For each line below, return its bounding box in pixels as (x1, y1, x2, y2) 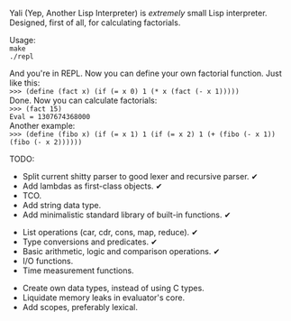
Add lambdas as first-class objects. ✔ (22, 180, 163, 191)
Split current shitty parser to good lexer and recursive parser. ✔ (22, 171, 259, 181)
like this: (9, 78, 41, 88)
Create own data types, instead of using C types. (22, 283, 205, 293)
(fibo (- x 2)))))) (9, 138, 83, 147)
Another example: (9, 121, 76, 131)
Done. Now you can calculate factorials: (9, 95, 158, 105)
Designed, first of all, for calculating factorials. (9, 17, 181, 28)
